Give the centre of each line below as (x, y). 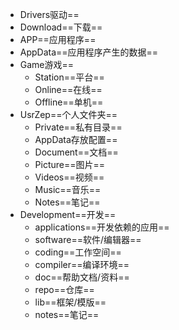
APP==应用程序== (58, 39)
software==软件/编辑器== (88, 239)
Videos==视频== (69, 177)
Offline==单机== (69, 102)
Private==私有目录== (78, 127)
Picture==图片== (70, 164)
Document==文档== (76, 152)
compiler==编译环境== (82, 264)
